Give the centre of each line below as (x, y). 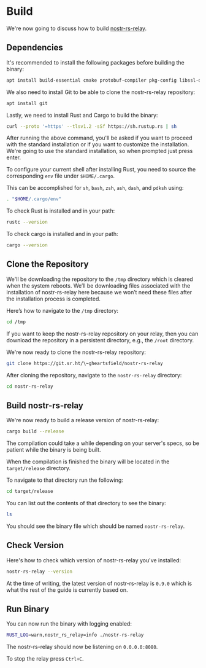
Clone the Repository (48, 265)
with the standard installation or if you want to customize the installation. (98, 144)
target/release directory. (38, 468)
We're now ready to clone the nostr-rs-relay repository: (76, 352)
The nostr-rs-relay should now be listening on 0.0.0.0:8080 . (82, 647)
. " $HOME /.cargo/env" (34, 199)
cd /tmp (16, 322)
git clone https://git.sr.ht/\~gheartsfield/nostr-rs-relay (85, 363)
